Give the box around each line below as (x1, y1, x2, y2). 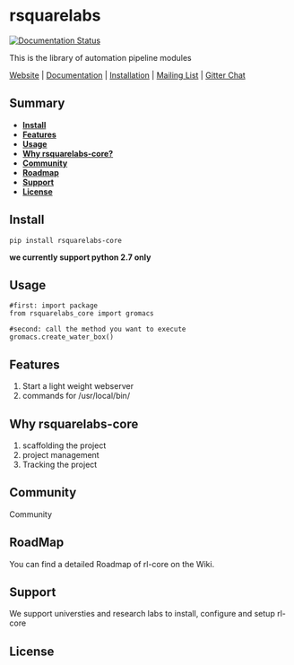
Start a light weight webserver (22, 381, 134, 392)
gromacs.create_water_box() (9, 332, 115, 341)
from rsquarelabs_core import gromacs (9, 309, 154, 318)
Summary (9, 96, 65, 111)
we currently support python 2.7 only (9, 252, 151, 263)
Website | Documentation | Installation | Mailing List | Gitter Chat (9, 69, 246, 81)
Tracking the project (22, 459, 98, 470)
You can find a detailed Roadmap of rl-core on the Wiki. (9, 558, 215, 569)
